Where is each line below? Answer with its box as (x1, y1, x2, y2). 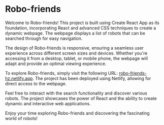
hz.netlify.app (5, 75, 33, 81)
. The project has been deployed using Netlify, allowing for (33, 75, 151, 81)
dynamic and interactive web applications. (5, 100, 91, 106)
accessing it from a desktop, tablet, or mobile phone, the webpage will (5, 55, 148, 61)
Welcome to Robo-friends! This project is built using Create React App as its (5, 20, 160, 26)
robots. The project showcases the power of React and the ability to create (5, 95, 157, 101)
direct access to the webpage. (5, 80, 67, 87)
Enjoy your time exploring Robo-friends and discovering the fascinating (5, 110, 150, 116)
